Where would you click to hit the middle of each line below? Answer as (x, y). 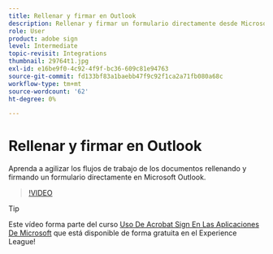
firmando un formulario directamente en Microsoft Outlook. (107, 177)
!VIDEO (40, 193)
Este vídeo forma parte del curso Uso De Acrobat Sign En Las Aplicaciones (134, 225)
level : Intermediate (43, 46)
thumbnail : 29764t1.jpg (49, 62)
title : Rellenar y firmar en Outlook (72, 16)
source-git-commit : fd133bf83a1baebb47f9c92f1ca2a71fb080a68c (116, 76)
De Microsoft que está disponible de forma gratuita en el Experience (123, 233)
